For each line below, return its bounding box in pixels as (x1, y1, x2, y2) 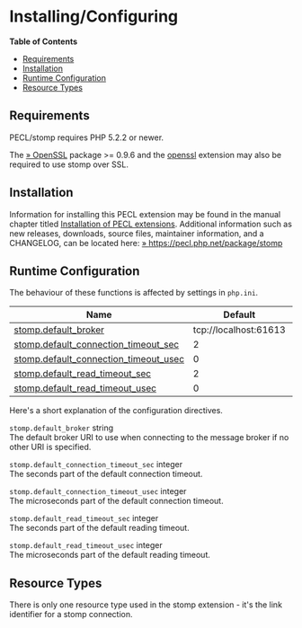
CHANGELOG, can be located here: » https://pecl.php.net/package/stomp (9, 237, 283, 248)
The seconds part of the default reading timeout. (9, 523, 191, 534)
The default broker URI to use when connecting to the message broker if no (9, 432, 289, 443)
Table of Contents (9, 36, 78, 47)
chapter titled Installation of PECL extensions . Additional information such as (9, 218, 292, 229)
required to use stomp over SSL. (9, 159, 129, 170)
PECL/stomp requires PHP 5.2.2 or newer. (9, 132, 164, 143)
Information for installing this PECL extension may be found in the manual (9, 208, 281, 219)
